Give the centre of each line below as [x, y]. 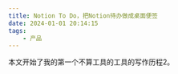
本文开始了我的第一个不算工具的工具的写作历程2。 [91, 62]
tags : [17, 31]
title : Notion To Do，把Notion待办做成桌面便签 [83, 16]
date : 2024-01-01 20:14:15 [53, 23]
